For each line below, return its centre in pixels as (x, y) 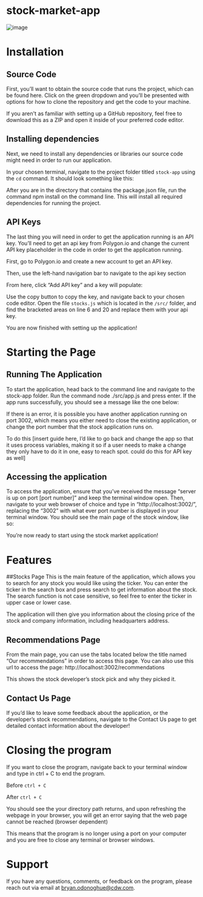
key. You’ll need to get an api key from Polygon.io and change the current (98, 243)
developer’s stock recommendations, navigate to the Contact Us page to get (101, 719)
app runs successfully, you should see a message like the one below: (93, 402)
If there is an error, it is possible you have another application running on (97, 414)
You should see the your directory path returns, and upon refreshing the (96, 808)
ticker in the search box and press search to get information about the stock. (102, 590)
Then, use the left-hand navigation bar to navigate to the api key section (96, 273)
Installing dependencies (53, 139)
